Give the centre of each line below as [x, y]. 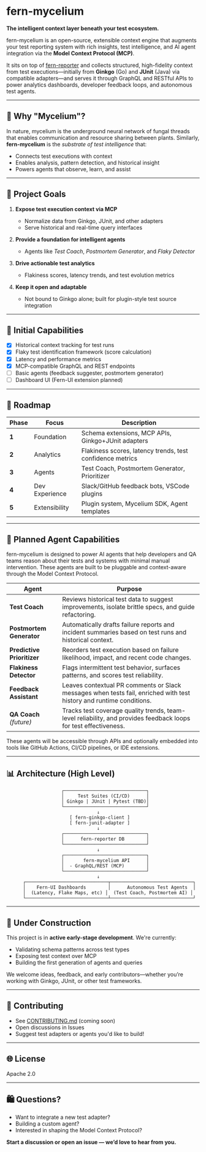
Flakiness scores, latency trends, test [135, 451]
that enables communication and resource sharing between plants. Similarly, [103, 138]
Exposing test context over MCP [56, 956]
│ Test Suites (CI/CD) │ [105, 796]
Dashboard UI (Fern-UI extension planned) [69, 379]
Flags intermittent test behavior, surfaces [121, 667]
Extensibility [51, 507]
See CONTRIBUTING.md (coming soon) [65, 1021]
